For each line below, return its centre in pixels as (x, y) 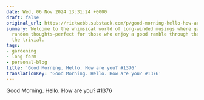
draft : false (23, 17)
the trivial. (28, 40)
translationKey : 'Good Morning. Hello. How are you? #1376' (84, 73)
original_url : (24, 23)
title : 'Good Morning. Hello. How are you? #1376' (72, 68)
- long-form (21, 57)
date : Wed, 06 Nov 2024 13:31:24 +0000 (57, 12)
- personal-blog (27, 62)
